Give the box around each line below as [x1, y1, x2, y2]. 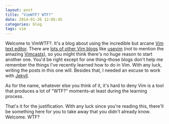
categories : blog [5, 21, 42, 27]
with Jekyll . [5, 73, 30, 79]
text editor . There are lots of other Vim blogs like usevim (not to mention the [5, 46, 164, 52]
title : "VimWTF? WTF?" [5, 12, 53, 17]
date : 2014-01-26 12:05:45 [5, 17, 63, 22]
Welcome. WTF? [5, 114, 40, 120]
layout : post [5, 7, 33, 13]
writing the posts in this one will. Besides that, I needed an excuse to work [5, 67, 161, 74]
